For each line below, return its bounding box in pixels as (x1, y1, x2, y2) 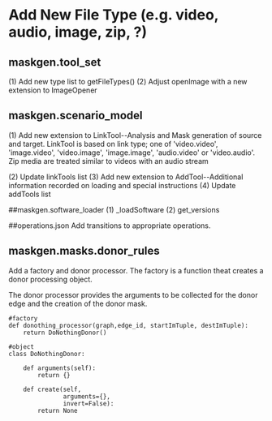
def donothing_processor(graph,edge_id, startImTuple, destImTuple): (8, 321, 249, 329)
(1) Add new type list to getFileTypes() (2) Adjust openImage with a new (8, 77, 248, 86)
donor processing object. (8, 274, 93, 284)
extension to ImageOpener (8, 85, 97, 95)
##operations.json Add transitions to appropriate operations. (8, 221, 211, 230)
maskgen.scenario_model (8, 109, 143, 122)
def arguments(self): (23, 363, 96, 372)
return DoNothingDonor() (23, 329, 107, 337)
